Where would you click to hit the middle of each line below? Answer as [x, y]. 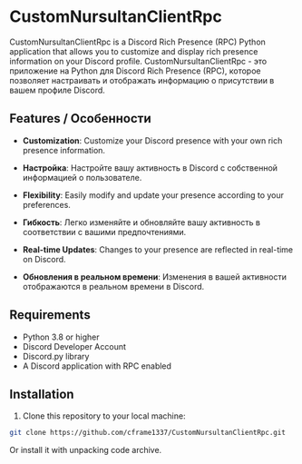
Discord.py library [56, 356]
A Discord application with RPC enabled [97, 366]
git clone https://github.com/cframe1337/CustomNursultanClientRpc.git [147, 433]
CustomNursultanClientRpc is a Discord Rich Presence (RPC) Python [137, 42]
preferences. [46, 204]
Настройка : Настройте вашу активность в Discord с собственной [150, 168]
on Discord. [44, 259]
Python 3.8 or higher [61, 337]
